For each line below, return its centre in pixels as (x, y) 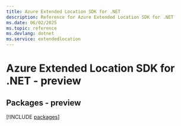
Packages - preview (44, 103)
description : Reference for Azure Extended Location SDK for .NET (90, 17)
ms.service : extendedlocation (44, 39)
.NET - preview (44, 81)
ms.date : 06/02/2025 (32, 22)
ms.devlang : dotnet (30, 34)
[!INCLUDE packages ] (33, 117)
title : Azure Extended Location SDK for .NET (63, 12)
